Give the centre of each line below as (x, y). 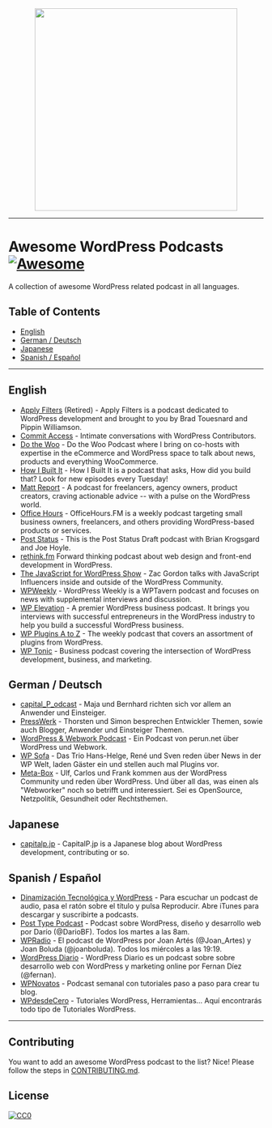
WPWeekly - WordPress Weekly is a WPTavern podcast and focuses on (140, 590)
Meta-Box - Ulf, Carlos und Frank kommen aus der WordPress (123, 773)
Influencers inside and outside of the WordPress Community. (121, 581)
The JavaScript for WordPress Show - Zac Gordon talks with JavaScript (140, 573)
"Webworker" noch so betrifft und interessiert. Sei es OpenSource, (131, 790)
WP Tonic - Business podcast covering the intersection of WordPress (136, 650)
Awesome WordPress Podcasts (116, 247)
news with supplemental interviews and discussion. (106, 599)
